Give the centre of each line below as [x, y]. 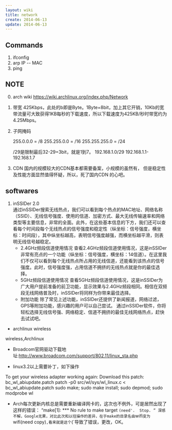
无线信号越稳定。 [35, 241]
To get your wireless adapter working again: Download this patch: [75, 377]
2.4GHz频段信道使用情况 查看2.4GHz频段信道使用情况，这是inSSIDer [93, 248]
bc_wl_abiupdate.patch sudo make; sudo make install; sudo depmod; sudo [84, 387]
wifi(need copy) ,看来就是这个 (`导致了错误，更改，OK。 [69, 422]
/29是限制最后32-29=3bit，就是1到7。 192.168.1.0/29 [69, 152]
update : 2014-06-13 [26, 24]
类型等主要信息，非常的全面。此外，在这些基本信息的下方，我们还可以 [87, 222]
